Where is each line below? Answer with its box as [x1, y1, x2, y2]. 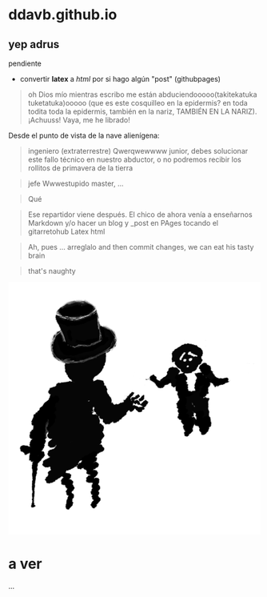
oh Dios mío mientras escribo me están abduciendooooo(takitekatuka [27, 90, 257, 99]
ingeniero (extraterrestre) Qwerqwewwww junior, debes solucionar [27, 146, 249, 155]
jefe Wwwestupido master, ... [27, 178, 124, 188]
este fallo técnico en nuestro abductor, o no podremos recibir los [27, 154, 241, 164]
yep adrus [8, 38, 60, 51]
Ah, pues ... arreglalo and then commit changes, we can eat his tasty [27, 242, 254, 251]
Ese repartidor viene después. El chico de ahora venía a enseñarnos [27, 210, 253, 219]
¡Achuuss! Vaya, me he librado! [27, 115, 130, 125]
